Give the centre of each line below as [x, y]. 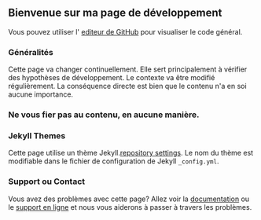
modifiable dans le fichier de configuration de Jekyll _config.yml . [114, 161]
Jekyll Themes [37, 135]
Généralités [31, 52]
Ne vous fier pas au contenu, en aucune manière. [104, 115]
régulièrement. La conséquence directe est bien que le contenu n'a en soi [127, 86]
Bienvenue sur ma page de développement [115, 13]
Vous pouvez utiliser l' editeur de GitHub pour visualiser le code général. [125, 31]
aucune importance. [40, 94]
